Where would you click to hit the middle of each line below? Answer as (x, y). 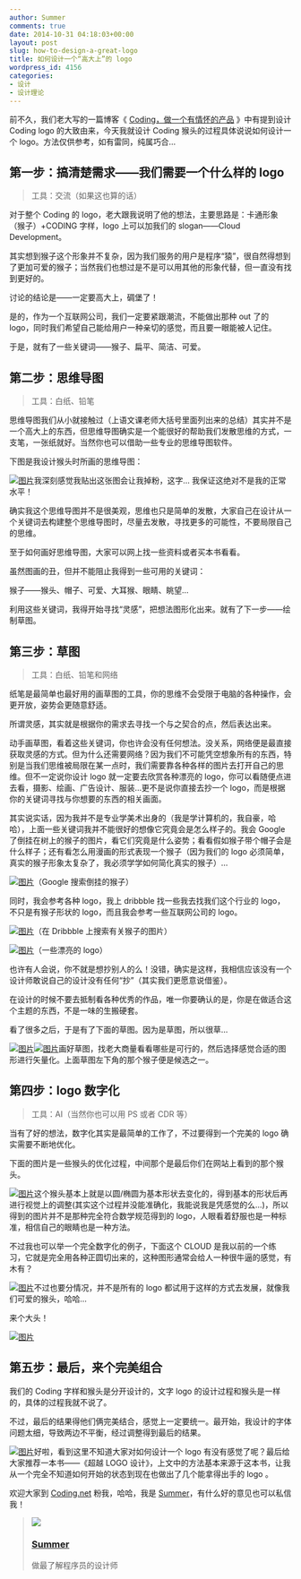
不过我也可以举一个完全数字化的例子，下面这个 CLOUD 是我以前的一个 (139, 1246)
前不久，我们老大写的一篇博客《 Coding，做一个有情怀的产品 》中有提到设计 (150, 119)
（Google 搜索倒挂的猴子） (84, 881)
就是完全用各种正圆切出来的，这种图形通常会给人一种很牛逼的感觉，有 (162, 1257)
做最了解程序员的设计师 (74, 1565)
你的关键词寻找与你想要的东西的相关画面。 (88, 799)
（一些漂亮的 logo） (71, 949)
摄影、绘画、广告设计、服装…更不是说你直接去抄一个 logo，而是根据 (159, 787)
